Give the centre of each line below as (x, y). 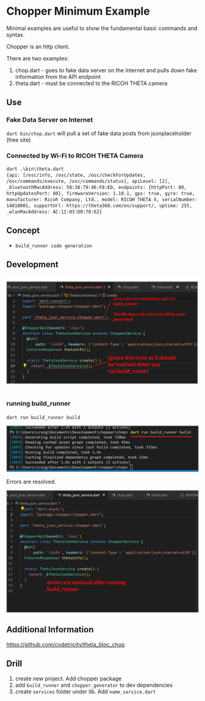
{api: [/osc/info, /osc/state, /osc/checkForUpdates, (76, 175)
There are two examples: (38, 58)
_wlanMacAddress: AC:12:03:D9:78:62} (54, 212)
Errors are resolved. (31, 482)
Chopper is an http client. (38, 46)
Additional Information (50, 630)
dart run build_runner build (43, 417)
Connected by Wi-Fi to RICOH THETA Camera (75, 155)
